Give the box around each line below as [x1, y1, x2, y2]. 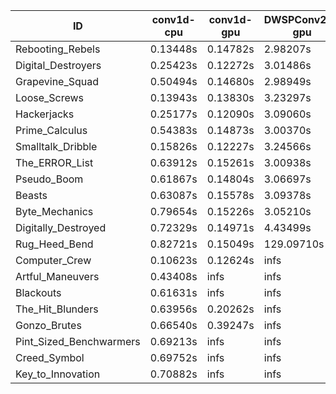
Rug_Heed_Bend [15, 237, 94, 251]
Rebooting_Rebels [15, 42, 101, 56]
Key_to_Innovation [15, 367, 101, 381]
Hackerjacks [15, 107, 75, 121]
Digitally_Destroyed [15, 221, 107, 234]
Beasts [15, 189, 48, 202]
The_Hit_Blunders [15, 302, 99, 316]
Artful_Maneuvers [15, 270, 100, 283]
